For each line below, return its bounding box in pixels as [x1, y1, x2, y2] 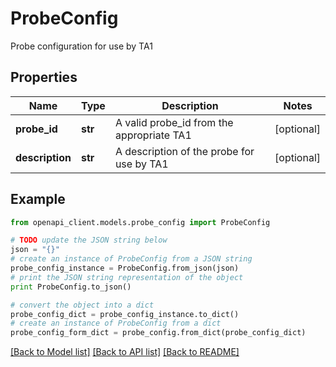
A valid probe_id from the [114, 115, 234, 129]
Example [10, 191, 66, 208]
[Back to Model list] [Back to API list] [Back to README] [10, 346, 240, 358]
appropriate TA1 [114, 128, 192, 142]
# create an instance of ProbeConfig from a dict [10, 318, 222, 329]
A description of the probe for [114, 144, 255, 158]
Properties [10, 69, 78, 86]
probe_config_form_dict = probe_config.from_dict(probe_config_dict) [10, 328, 307, 338]
